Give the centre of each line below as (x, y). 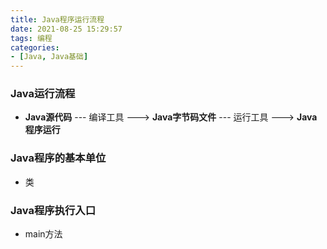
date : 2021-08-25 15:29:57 (66, 29)
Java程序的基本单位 (58, 158)
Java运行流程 (43, 94)
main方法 (43, 234)
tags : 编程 (31, 38)
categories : (35, 47)
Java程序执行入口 (53, 210)
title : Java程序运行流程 (57, 19)
